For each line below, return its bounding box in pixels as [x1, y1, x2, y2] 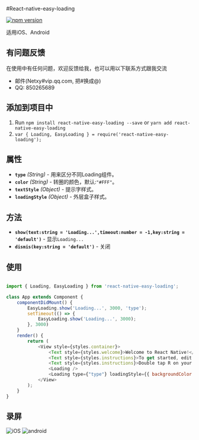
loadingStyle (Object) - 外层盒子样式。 [14, 193, 110, 201]
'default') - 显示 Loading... [14, 236, 84, 243]
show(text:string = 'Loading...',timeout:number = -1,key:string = [14, 230, 185, 236]
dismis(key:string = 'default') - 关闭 [14, 243, 111, 250]
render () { [17, 333, 44, 339]
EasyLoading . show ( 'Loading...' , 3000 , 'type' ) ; [27, 305, 147, 311]
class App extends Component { [6, 294, 84, 300]
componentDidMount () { [17, 299, 73, 305]
